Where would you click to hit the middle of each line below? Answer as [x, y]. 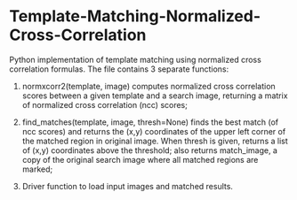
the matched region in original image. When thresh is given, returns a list [155, 141]
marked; [37, 169]
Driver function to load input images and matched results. [128, 186]
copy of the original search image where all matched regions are [140, 159]
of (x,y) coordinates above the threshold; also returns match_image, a [150, 150]
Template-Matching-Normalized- [135, 16]
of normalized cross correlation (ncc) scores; [105, 104]
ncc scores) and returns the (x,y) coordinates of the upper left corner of [154, 131]
